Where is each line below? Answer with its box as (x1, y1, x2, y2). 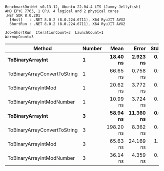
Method (33, 45, 52, 52)
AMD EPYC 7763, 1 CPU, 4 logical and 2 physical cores (5, 9, 119, 14)
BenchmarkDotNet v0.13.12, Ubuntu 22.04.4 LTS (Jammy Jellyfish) (5, 4, 141, 9)
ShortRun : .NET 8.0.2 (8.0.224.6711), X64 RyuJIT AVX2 (9, 21, 125, 26)
